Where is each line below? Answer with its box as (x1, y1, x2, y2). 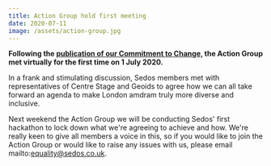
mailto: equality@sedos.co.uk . (8, 148, 108, 158)
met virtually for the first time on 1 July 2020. (8, 57, 163, 67)
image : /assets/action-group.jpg (8, 27, 121, 35)
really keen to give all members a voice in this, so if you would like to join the (8, 131, 263, 141)
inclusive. (8, 98, 40, 109)
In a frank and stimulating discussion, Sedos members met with (8, 73, 220, 83)
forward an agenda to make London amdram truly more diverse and (8, 90, 235, 100)
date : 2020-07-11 (8, 19, 67, 27)
